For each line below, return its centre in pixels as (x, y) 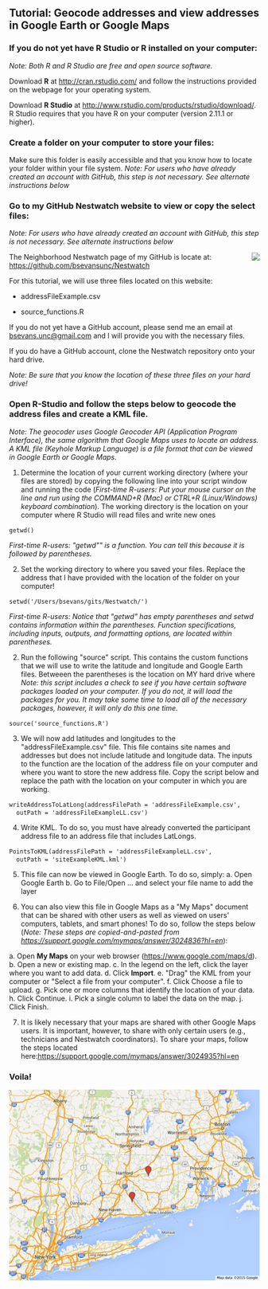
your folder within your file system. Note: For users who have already (122, 168)
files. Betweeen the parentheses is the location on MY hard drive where (138, 674)
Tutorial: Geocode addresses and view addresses (134, 13)
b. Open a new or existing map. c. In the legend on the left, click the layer (129, 964)
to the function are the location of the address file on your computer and (139, 763)
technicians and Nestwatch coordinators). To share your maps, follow (134, 1039)
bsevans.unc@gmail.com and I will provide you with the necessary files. (127, 336)
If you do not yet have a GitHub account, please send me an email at (121, 327)
